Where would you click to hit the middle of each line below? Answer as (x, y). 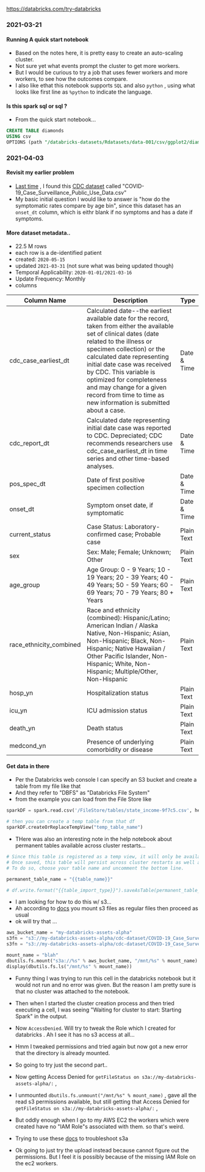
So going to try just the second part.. (61, 1065)
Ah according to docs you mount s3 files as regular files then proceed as (106, 909)
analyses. (100, 466)
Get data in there (28, 766)
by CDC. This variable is (121, 372)
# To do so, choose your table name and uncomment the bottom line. (95, 868)
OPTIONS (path (24, 142)
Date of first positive (116, 480)
